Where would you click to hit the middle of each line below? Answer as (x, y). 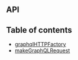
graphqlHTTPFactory (40, 45)
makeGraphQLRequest (42, 50)
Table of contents (39, 30)
